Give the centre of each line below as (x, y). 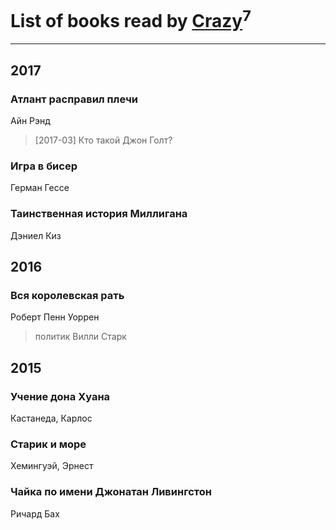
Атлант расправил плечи (74, 99)
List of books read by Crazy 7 (131, 19)
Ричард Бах (35, 513)
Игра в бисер (44, 166)
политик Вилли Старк (80, 337)
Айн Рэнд (30, 120)
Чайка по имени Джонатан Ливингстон (111, 492)
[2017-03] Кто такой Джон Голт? (103, 140)
